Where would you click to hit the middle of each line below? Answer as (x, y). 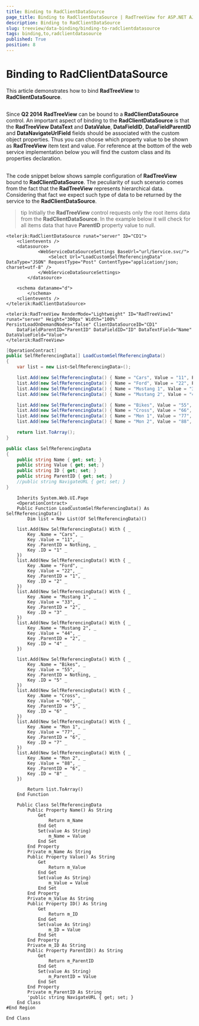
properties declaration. (34, 159)
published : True (26, 39)
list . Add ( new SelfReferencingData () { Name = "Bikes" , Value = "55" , (105, 405)
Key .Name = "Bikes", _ (57, 664)
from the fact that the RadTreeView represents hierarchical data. (85, 188)
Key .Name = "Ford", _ (55, 565)
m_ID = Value (65, 930)
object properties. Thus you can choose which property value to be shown (97, 140)
